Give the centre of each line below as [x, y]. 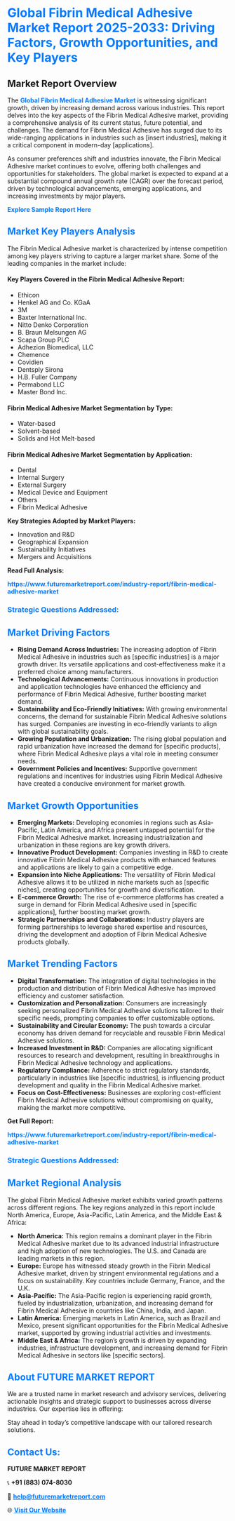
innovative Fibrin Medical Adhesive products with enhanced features [116, 859]
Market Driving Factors [59, 632]
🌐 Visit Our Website [37, 1510]
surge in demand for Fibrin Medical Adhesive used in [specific [107, 904]
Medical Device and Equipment [62, 493]
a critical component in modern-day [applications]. [81, 145]
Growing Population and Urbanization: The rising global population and [122, 739]
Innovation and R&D [46, 535]
